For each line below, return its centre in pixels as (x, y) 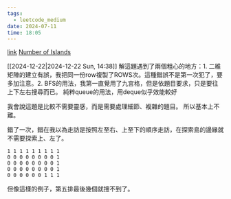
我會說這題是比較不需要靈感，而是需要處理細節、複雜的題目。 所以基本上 (110, 106)
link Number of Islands (39, 52)
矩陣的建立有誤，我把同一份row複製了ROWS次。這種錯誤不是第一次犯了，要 (115, 75)
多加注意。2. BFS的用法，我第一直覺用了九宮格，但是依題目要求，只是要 (110, 84)
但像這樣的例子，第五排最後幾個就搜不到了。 (70, 189)
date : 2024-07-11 (32, 26)
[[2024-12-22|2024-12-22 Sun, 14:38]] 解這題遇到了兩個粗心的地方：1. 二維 (114, 67)
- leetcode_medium (40, 20)
